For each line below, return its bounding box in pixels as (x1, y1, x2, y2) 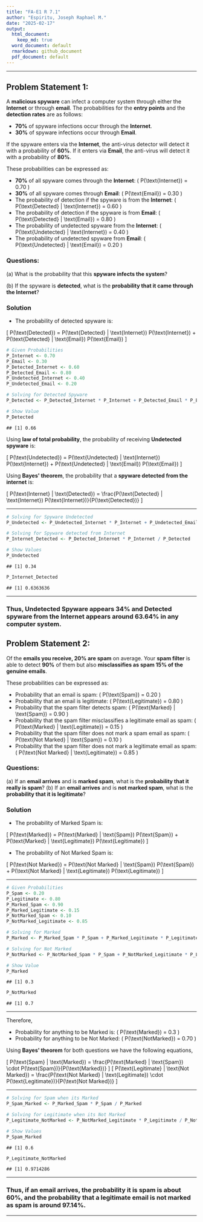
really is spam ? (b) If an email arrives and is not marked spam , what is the (6, 784, 193, 791)
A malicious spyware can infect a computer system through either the (6, 98, 182, 105)
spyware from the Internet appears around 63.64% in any (6, 612, 179, 620)
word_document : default (11, 43, 71, 49)
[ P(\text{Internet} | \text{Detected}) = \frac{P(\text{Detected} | (6, 490, 163, 497)
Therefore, (6, 1017, 33, 1024)
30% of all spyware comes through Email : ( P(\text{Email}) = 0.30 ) (14, 190, 182, 197)
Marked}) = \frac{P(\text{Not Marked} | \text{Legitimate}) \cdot (6, 1071, 163, 1079)
